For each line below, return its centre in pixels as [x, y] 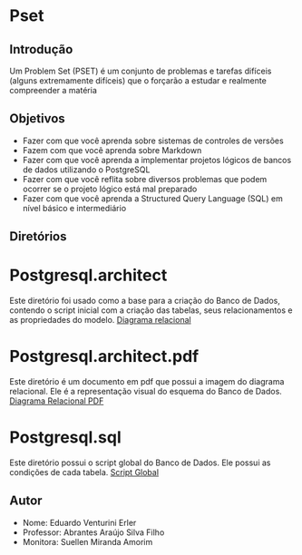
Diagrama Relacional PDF [57, 401]
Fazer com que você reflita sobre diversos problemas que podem [145, 179]
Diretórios [38, 237]
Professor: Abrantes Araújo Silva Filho [93, 532]
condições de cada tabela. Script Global [84, 472]
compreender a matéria [53, 90]
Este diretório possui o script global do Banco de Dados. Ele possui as [140, 462]
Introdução [41, 49]
